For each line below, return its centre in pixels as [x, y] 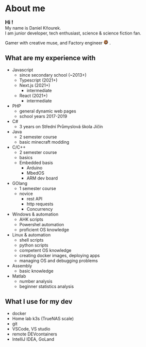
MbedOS [35, 173]
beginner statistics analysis [47, 286]
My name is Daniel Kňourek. [33, 28]
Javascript [23, 70]
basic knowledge [36, 271]
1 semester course [38, 188]
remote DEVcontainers [34, 334]
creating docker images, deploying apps [60, 255]
